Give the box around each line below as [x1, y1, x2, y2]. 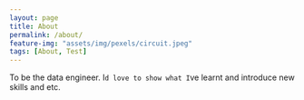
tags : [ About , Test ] [9, 47, 88, 56]
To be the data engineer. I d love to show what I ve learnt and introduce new [9, 72, 295, 83]
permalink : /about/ [9, 30, 83, 39]
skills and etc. [9, 82, 61, 93]
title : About [9, 22, 59, 31]
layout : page [9, 13, 59, 23]
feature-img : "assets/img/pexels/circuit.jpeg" [9, 38, 193, 48]
